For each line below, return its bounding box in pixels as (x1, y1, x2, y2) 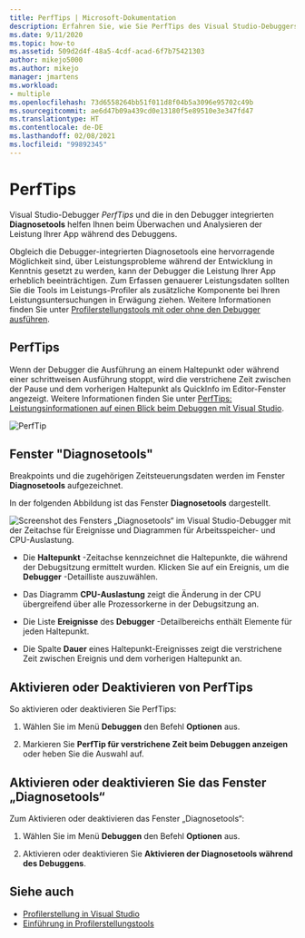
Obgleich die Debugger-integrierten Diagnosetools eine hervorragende (9, 246, 275, 257)
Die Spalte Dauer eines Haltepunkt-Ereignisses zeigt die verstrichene (22, 644, 282, 655)
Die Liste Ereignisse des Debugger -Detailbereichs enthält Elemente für (22, 617, 292, 627)
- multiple (9, 89, 51, 98)
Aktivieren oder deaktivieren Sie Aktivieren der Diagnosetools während (22, 848, 293, 859)
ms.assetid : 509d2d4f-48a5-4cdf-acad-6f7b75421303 (9, 47, 205, 56)
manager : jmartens (9, 73, 79, 82)
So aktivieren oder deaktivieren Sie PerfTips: (9, 704, 177, 715)
